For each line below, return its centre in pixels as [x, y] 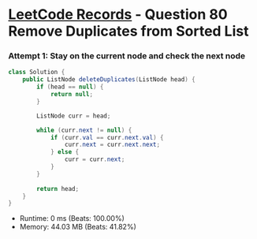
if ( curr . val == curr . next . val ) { [107, 137]
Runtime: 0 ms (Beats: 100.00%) [72, 218]
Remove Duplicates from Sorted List [128, 31]
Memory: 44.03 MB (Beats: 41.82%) [78, 227]
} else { [65, 152]
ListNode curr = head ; [74, 116]
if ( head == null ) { [70, 87]
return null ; [71, 95]
